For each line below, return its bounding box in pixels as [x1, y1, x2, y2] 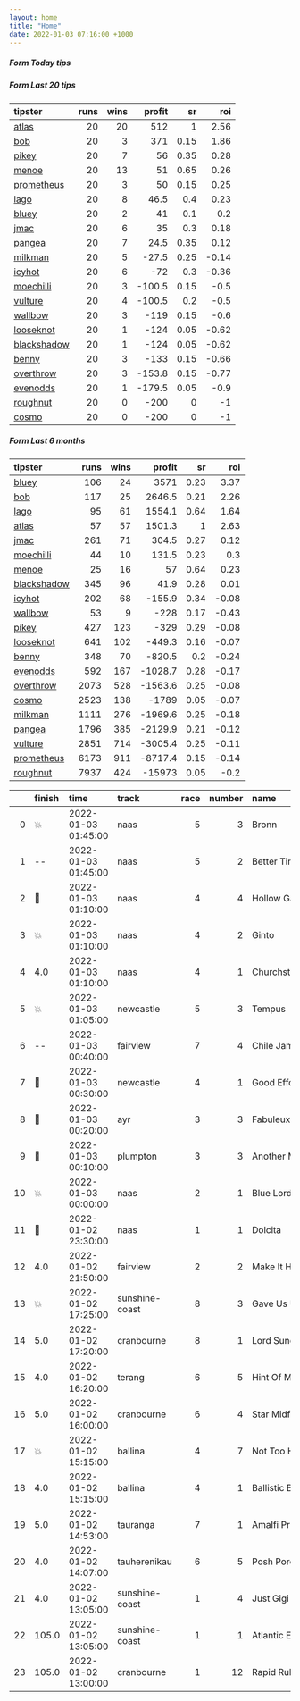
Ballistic [251, 1481, 285, 1494]
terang [117, 1370, 146, 1383]
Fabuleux [251, 1113, 291, 1126]
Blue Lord [251, 1186, 293, 1199]
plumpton [117, 1150, 158, 1162]
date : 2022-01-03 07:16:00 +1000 [9, 29, 134, 38]
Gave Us [251, 1297, 288, 1310]
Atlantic [251, 1629, 284, 1641]
